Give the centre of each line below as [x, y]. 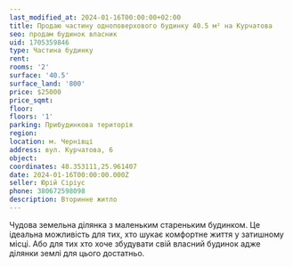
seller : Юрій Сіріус [48, 183]
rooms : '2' [29, 68]
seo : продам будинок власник [63, 34]
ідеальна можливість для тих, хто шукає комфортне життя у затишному [147, 234]
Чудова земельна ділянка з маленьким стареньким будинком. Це [135, 224]
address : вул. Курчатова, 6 [61, 150]
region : [24, 133]
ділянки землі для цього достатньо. [77, 253]
